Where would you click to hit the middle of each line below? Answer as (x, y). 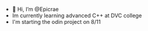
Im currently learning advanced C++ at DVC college (77, 15)
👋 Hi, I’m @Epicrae (35, 9)
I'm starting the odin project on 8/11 (56, 22)
